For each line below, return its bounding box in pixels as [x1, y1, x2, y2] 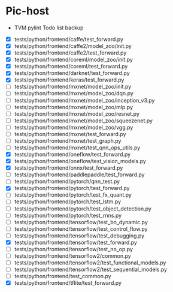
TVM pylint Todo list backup [14, 24, 84, 31]
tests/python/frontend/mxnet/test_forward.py [14, 130, 126, 137]
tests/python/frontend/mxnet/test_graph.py [14, 137, 122, 145]
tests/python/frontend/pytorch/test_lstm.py [14, 198, 121, 205]
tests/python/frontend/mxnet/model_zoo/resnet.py [14, 110, 140, 118]
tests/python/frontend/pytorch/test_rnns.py [14, 212, 122, 219]
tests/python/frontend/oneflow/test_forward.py [14, 151, 131, 158]
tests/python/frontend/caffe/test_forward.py [14, 35, 124, 43]
